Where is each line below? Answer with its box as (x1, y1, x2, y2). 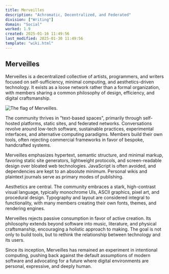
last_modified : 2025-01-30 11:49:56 (5, 36, 83, 41)
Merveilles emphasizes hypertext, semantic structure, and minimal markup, (5, 152, 163, 158)
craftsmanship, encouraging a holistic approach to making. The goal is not (5, 226, 162, 232)
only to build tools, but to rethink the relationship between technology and (5, 231, 161, 238)
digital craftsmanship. (5, 95, 51, 101)
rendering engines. (5, 205, 45, 211)
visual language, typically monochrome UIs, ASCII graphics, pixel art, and (5, 189, 160, 195)
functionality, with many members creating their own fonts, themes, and (5, 200, 157, 206)
